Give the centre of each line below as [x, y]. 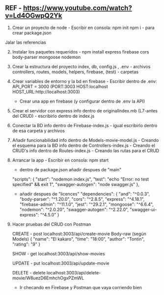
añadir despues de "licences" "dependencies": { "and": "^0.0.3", [85, 194]
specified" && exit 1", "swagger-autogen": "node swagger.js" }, [76, 184]
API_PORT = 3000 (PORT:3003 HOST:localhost [60, 86]
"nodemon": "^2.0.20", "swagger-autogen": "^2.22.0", [74, 209]
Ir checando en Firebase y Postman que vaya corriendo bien [81, 287]
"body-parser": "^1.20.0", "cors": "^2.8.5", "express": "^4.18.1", [82, 199]
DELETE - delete [29, 272]
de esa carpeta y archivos [39, 131]
